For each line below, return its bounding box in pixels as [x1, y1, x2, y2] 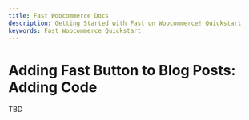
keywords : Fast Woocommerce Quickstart [8, 26, 142, 34]
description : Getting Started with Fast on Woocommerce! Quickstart [8, 19, 242, 27]
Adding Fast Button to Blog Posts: [8, 61, 236, 79]
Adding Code [8, 78, 98, 96]
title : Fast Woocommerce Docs [8, 11, 110, 20]
